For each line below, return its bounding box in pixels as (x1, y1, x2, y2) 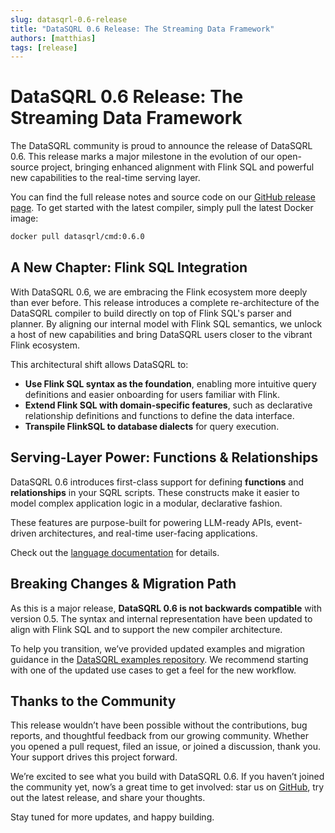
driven (10, 527, 37, 539)
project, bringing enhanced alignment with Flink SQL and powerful (41, 161, 315, 173)
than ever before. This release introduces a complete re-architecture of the (10, 296, 320, 308)
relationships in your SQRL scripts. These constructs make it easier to (10, 486, 300, 498)
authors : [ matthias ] (10, 33, 97, 43)
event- (275, 516, 303, 528)
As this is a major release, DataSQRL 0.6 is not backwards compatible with (10, 602, 322, 614)
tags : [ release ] (10, 42, 78, 53)
